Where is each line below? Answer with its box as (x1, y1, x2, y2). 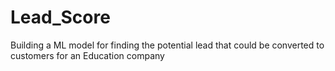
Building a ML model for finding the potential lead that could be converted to (10, 39, 325, 51)
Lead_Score (10, 6, 111, 29)
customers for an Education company (10, 49, 165, 61)
